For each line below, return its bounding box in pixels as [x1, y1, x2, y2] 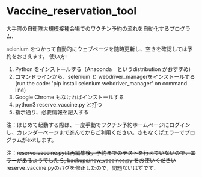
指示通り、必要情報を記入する [14, 108, 89, 116]
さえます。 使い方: [22, 52, 67, 60]
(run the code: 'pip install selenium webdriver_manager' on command [14, 79, 188, 87]
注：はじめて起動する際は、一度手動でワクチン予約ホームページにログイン [6, 121, 191, 128]
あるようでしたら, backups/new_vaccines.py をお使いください [22, 157, 176, 164]
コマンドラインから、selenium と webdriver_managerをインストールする [14, 73, 195, 80]
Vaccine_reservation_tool [6, 4, 137, 18]
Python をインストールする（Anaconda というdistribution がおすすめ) [14, 65, 191, 73]
